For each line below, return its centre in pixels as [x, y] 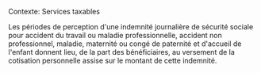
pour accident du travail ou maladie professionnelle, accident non [115, 35]
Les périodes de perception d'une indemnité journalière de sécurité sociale [131, 27]
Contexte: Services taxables [54, 12]
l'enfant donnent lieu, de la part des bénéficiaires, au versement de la [122, 52]
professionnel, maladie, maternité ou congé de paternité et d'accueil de [125, 44]
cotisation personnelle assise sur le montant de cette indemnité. [113, 60]
